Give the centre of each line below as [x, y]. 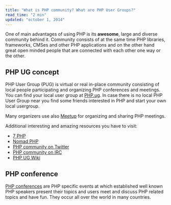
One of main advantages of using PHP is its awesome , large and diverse [81, 34]
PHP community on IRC [37, 152]
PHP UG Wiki [27, 158]
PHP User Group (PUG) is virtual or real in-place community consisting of [82, 85]
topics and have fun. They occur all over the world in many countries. [78, 197]
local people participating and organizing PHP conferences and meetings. [83, 90]
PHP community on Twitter [41, 147]
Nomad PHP [26, 141]
